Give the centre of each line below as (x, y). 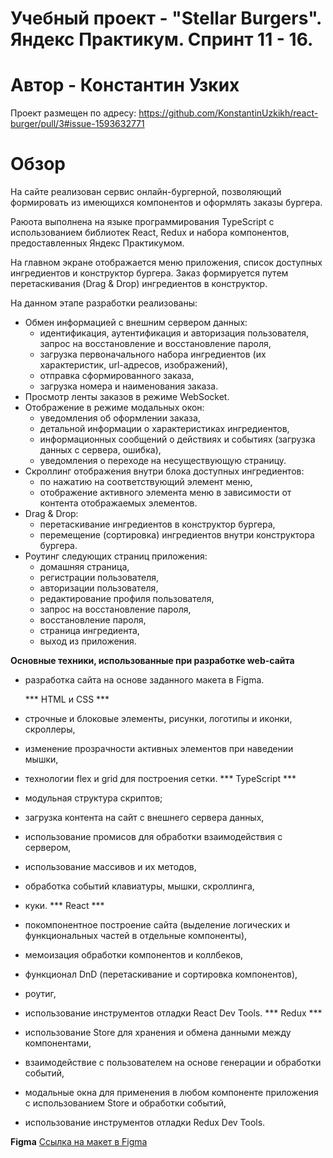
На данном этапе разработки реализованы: (104, 303)
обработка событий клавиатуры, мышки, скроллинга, (139, 886)
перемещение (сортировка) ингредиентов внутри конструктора (177, 535)
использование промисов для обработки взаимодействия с (153, 837)
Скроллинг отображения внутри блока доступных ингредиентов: (164, 471)
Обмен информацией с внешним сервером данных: (136, 323)
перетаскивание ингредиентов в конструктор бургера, (157, 524)
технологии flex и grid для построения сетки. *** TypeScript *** (160, 779)
